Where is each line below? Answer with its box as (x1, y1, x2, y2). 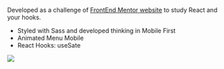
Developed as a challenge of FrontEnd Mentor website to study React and (7, 6, 218, 14)
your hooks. (7, 13, 42, 21)
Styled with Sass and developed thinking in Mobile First (17, 27, 176, 34)
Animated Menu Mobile (17, 34, 85, 42)
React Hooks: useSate (17, 41, 81, 49)
